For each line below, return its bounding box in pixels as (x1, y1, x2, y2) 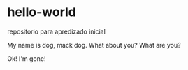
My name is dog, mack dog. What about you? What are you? (7, 41, 181, 49)
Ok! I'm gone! (7, 54, 46, 63)
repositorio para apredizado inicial (7, 27, 106, 36)
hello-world (7, 4, 77, 20)
